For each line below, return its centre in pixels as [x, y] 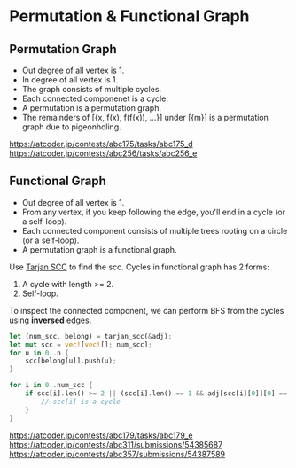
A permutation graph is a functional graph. [99, 249]
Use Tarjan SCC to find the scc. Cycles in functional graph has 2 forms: [140, 267]
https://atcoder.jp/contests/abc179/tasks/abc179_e [101, 435]
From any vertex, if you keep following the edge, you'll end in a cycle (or [154, 212]
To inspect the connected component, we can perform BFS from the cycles [147, 310]
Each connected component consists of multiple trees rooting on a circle [155, 230]
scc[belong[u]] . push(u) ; [71, 361]
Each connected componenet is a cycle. [95, 98]
